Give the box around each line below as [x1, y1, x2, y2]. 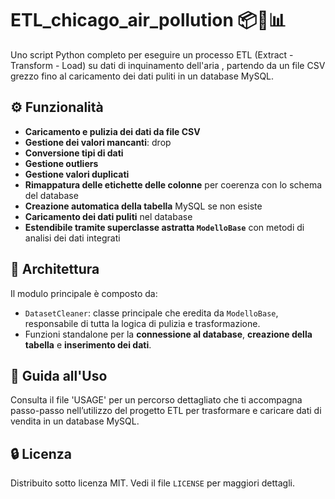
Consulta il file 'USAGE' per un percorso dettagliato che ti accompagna [10, 394, 303, 406]
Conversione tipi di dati [24, 147, 124, 159]
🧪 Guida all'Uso [10, 367, 108, 384]
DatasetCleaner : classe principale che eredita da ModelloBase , [24, 307, 279, 319]
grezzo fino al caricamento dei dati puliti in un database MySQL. [10, 70, 275, 82]
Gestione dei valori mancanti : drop [24, 136, 172, 148]
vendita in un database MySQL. [10, 415, 140, 427]
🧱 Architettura [10, 261, 100, 278]
